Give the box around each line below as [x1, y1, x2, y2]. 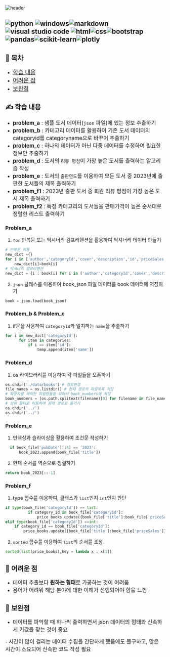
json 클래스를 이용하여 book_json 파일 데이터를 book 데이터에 [12, 281, 148, 288]
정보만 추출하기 [12, 150, 49, 157]
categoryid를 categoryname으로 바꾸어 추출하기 [12, 135, 130, 142]
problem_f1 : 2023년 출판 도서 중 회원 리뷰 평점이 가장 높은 [12, 188, 154, 195]
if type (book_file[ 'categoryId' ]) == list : [5, 505, 99, 510]
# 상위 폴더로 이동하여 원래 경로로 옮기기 [5, 401, 80, 406]
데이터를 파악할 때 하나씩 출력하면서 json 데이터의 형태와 [12, 619, 146, 626]
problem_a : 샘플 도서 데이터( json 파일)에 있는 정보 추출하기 [12, 119, 156, 126]
